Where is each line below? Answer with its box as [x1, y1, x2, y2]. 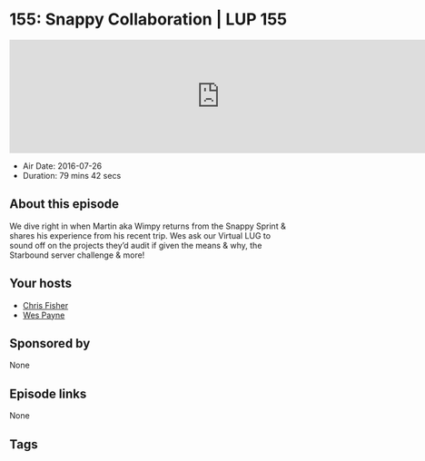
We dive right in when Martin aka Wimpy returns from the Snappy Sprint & [9, 221, 286, 231]
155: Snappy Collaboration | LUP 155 [9, 9, 288, 30]
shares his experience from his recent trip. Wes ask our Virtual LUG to [9, 230, 271, 240]
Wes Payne [22, 309, 65, 320]
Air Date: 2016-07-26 [22, 160, 103, 172]
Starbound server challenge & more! [9, 250, 145, 260]
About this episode [9, 196, 120, 212]
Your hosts [9, 276, 73, 291]
